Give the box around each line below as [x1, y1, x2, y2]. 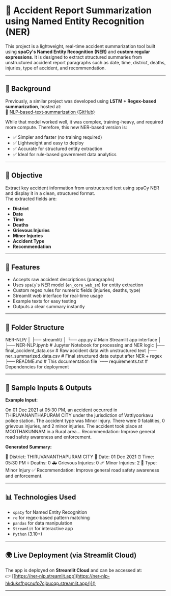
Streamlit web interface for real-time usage [12, 293, 103, 299]
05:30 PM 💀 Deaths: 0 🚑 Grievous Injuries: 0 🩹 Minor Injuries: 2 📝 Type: [5, 460, 157, 466]
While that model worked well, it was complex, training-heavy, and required [5, 118, 164, 125]
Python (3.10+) [12, 531, 42, 537]
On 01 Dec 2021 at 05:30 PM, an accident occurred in [5, 407, 118, 413]
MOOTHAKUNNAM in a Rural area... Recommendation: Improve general [5, 429, 155, 434]
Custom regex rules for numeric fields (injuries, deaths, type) [12, 287, 141, 293]
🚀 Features [5, 263, 40, 271]
